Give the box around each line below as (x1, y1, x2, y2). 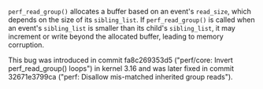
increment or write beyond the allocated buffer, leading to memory (8, 32, 224, 41)
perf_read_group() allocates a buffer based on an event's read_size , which (8, 7, 252, 16)
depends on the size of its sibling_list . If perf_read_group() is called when (8, 15, 256, 24)
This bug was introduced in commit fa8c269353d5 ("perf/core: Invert (8, 55, 234, 65)
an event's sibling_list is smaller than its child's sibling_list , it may (8, 24, 236, 32)
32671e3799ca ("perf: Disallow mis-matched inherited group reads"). (8, 72, 234, 81)
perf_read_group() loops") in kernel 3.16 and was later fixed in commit (8, 64, 235, 73)
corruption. (8, 40, 45, 50)
